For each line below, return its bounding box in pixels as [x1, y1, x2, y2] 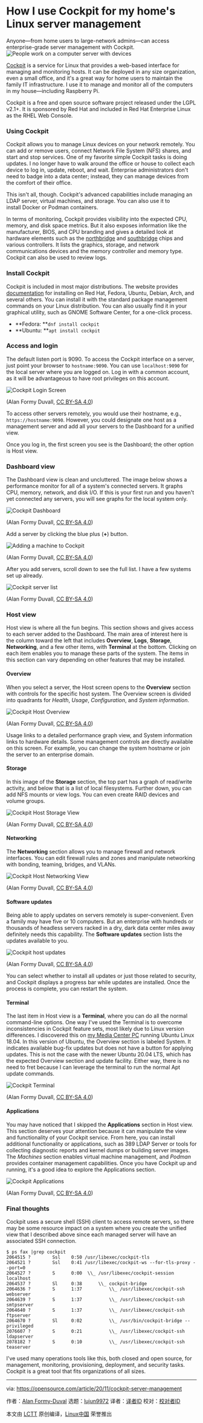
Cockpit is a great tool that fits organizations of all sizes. [6, 1367, 146, 1375]
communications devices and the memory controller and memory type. [6, 248, 183, 255]
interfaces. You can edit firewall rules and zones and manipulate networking [6, 854, 195, 862]
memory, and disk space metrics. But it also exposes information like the [6, 222, 187, 229]
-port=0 [6, 1265, 26, 1271]
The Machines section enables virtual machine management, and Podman [6, 1153, 192, 1160]
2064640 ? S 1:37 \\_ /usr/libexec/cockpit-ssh [6, 1307, 185, 1313]
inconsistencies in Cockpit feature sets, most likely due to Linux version [6, 1025, 184, 1033]
